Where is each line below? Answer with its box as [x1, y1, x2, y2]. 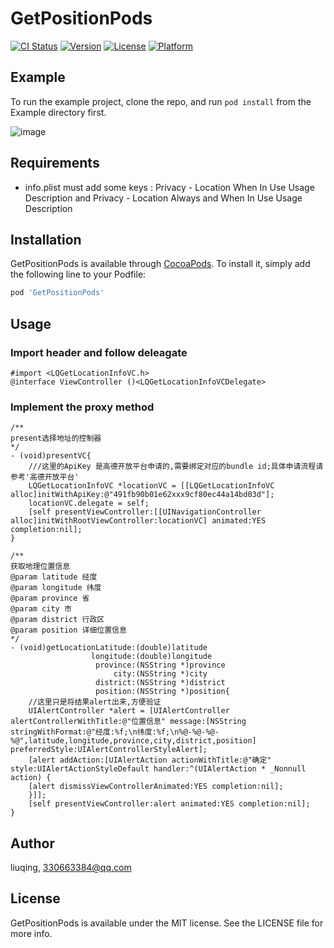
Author [10, 835, 55, 852]
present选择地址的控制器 [10, 433, 102, 444]
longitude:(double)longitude [90, 652, 213, 662]
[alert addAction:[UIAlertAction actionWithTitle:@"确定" [28, 755, 272, 766]
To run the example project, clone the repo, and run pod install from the [10, 95, 312, 107]
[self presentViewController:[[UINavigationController [28, 507, 262, 517]
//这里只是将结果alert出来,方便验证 [28, 697, 162, 707]
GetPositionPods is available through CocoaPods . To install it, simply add [10, 258, 311, 270]
